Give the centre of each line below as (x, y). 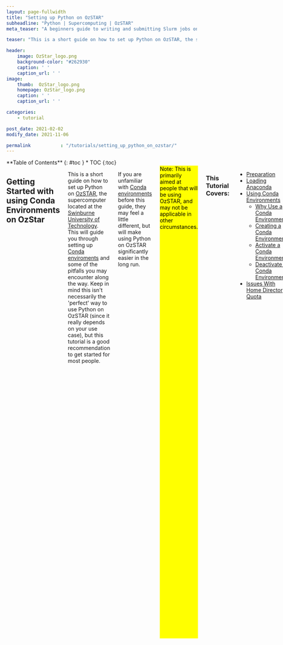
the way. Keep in (88, 284)
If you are (130, 174)
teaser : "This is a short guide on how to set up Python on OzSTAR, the (100, 40)
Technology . (83, 226)
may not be (174, 208)
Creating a (268, 226)
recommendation (89, 348)
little (123, 219)
